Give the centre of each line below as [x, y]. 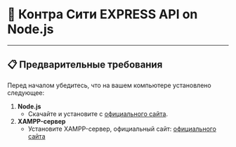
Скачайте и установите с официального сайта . [98, 114]
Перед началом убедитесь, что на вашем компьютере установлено [110, 85]
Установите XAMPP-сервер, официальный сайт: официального [122, 129]
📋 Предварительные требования [85, 65]
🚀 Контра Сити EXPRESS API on [103, 14]
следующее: [26, 92]
